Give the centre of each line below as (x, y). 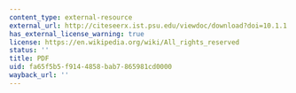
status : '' (29, 50)
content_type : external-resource (71, 17)
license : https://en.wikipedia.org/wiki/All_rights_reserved (125, 42)
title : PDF (29, 58)
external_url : (35, 26)
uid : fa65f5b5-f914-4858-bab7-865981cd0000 (91, 67)
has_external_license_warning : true (77, 34)
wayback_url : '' (39, 75)
